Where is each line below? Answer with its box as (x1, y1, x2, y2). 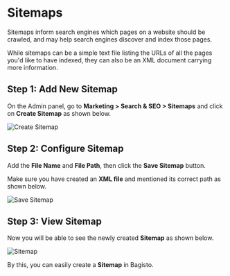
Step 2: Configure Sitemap (7, 143, 124, 155)
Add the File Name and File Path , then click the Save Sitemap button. (7, 161, 206, 169)
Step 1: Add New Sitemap (7, 83, 118, 95)
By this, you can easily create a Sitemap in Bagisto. (7, 261, 154, 269)
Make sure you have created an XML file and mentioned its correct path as (7, 175, 222, 183)
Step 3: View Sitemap (7, 215, 102, 227)
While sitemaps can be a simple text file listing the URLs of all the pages (7, 49, 213, 57)
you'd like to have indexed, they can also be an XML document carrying (7, 55, 212, 64)
